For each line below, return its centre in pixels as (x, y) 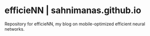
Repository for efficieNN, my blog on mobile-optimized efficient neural (75, 24)
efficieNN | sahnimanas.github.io (73, 10)
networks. (15, 29)
